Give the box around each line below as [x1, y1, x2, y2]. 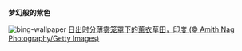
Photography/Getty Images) [8, 33, 100, 43]
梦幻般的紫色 [8, 8, 50, 17]
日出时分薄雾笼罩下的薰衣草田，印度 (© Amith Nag [67, 25, 235, 34]
